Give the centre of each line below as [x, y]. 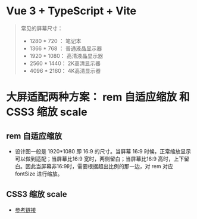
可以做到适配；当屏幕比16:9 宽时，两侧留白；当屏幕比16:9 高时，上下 [99, 159]
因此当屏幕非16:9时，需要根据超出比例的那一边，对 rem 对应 [99, 166]
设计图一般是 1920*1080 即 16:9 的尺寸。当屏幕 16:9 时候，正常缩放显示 [103, 151]
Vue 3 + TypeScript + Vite [71, 11]
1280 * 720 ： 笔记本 [55, 41]
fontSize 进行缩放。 [39, 174]
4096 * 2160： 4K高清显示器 [65, 70]
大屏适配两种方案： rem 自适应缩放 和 [98, 97]
